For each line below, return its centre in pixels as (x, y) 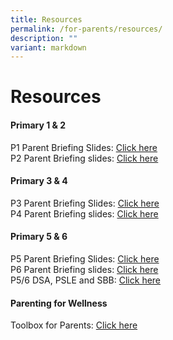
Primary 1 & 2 (38, 125)
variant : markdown (48, 47)
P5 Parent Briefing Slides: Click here (85, 259)
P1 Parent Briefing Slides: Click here (84, 147)
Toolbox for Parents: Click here (74, 325)
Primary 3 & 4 (39, 181)
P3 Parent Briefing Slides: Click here (85, 203)
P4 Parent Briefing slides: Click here (84, 213)
